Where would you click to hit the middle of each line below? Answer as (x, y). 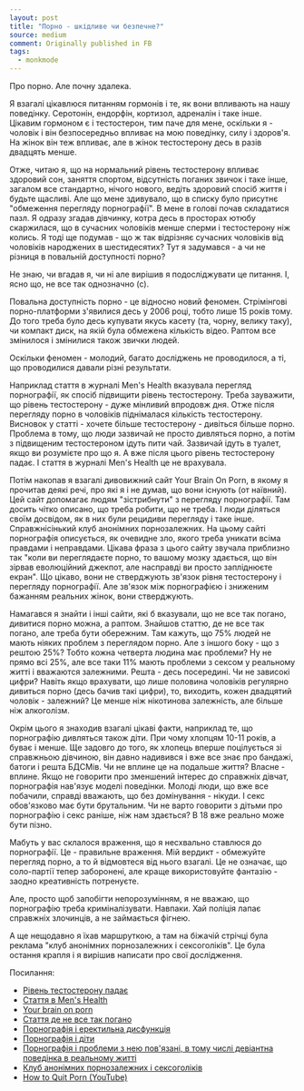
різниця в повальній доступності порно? (88, 257)
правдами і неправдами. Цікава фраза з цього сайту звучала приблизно (150, 548)
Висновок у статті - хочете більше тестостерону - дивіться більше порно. (152, 424)
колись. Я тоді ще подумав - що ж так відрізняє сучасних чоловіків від (147, 237)
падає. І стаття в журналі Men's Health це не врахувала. (118, 462)
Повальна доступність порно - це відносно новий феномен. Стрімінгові (148, 302)
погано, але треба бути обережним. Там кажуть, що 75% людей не (140, 633)
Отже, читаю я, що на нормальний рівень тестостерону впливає (134, 170)
